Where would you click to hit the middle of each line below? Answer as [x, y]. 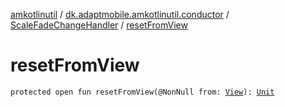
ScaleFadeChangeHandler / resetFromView [99, 25]
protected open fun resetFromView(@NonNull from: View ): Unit [142, 92]
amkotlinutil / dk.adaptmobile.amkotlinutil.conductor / [120, 14]
